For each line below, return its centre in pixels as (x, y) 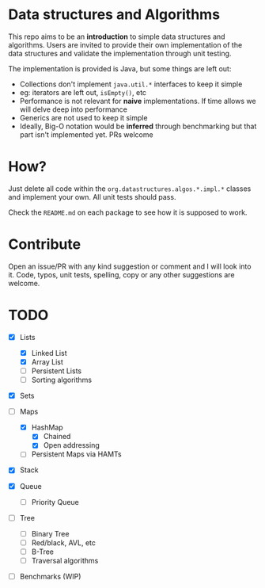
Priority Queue (55, 502)
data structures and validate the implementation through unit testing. (120, 53)
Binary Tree (50, 533)
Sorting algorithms (62, 380)
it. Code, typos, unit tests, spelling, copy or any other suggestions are (121, 274)
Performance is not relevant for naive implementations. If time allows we (138, 101)
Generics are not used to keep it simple (83, 117)
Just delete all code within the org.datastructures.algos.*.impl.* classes (130, 189)
